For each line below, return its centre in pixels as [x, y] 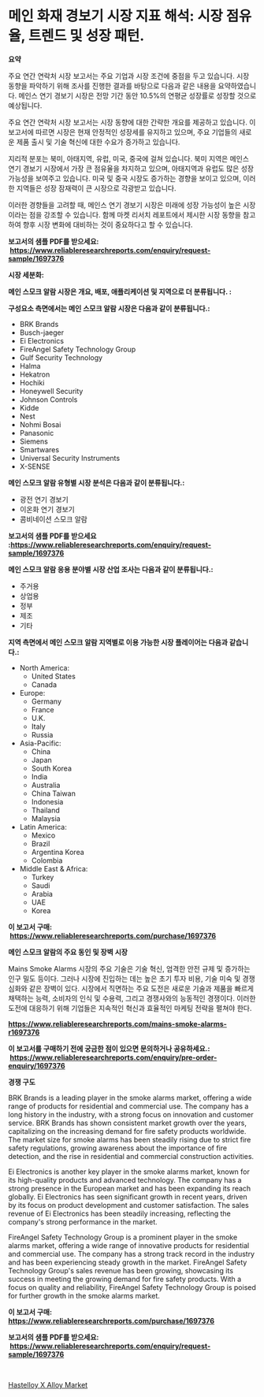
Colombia [47, 860]
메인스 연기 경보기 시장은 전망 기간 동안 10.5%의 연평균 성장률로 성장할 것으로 [138, 95]
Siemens [34, 441]
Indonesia [47, 801]
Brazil [41, 843]
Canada [44, 684]
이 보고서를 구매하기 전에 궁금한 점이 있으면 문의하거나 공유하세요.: [109, 1048]
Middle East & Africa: [54, 868]
